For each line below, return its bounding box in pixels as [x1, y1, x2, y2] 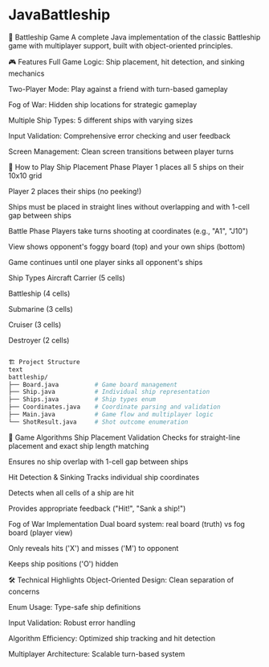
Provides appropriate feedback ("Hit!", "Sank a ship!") [8, 503, 186, 513]
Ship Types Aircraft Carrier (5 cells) [8, 272, 126, 283]
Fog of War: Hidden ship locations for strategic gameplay [8, 99, 198, 110]
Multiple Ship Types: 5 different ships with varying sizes [8, 115, 194, 125]
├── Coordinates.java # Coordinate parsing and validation [8, 403, 221, 412]
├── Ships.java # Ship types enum [8, 396, 157, 404]
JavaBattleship [8, 6, 111, 24]
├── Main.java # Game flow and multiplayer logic [8, 411, 214, 419]
